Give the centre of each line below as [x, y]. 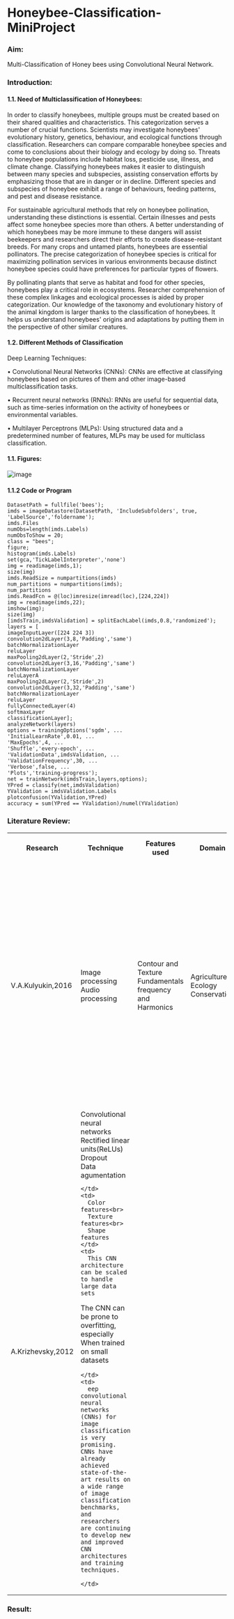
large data [99, 1286]
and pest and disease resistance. [55, 196]
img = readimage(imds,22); [46, 603]
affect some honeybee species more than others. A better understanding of [116, 224]
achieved [95, 1465]
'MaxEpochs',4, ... [36, 743]
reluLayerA [23, 676]
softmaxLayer [26, 712]
